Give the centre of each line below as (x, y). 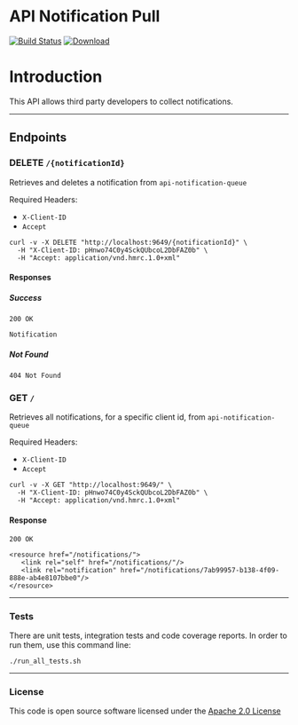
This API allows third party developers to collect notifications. (121, 101)
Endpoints (38, 138)
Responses (30, 278)
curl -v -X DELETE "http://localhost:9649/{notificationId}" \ (129, 242)
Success (26, 297)
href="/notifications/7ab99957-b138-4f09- (200, 570)
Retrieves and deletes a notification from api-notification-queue (128, 182)
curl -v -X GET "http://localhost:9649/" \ (91, 485)
